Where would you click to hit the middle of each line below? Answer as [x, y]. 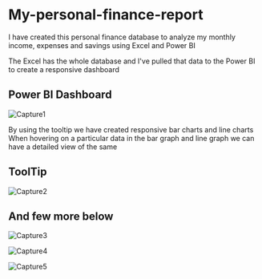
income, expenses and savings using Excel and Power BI [102, 45]
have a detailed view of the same [63, 147]
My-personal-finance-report [106, 15]
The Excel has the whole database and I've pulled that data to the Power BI [132, 61]
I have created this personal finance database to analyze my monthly [122, 37]
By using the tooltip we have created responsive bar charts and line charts [131, 129]
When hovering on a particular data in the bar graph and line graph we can [131, 138]
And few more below [61, 216]
